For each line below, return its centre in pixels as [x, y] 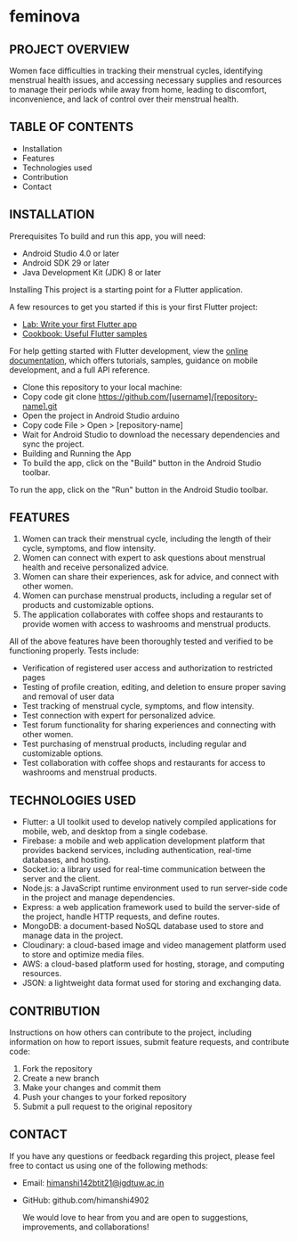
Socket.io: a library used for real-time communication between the [144, 869]
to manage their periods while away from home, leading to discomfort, [138, 90]
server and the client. [61, 879]
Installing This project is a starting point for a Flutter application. [126, 289]
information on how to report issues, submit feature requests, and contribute [149, 1042]
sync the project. [53, 444]
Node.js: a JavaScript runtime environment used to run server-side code [155, 888]
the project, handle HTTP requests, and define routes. [121, 916]
